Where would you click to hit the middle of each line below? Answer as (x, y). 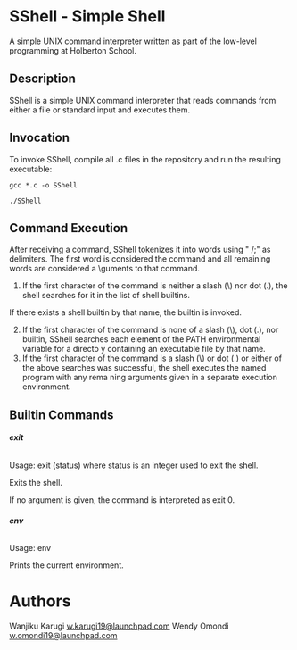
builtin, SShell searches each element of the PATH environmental (141, 339)
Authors (40, 601)
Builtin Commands (62, 415)
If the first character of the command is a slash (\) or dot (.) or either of (152, 358)
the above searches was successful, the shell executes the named (144, 368)
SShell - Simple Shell (87, 17)
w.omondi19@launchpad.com (63, 636)
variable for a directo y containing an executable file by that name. (144, 349)
